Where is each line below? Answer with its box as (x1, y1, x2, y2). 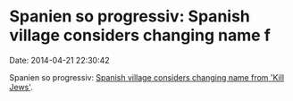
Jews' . (9, 81, 33, 92)
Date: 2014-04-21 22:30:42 (9, 55, 110, 65)
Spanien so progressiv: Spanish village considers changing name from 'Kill (9, 72, 284, 82)
